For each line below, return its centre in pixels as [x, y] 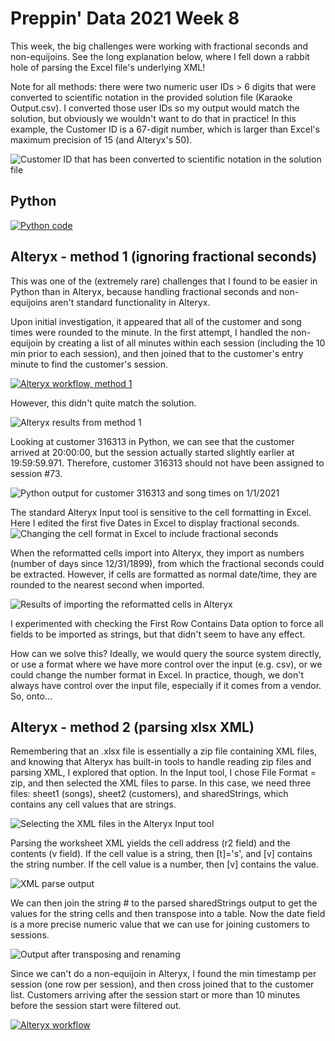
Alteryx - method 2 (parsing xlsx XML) [132, 727]
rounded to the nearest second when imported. [107, 584]
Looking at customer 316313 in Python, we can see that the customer [152, 441]
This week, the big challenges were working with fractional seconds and [159, 46]
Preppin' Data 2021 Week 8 [125, 18]
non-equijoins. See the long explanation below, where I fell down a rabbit [160, 56]
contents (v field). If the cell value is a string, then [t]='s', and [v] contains [161, 854]
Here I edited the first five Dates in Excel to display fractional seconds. [155, 523]
